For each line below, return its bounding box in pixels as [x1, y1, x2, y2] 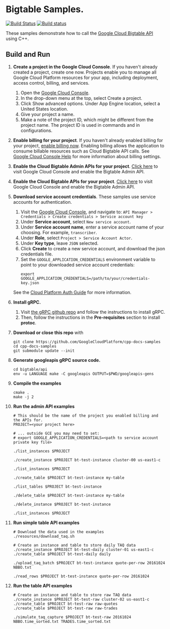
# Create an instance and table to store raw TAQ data [13, 592, 132, 598]
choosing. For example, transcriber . [20, 229, 98, 235]
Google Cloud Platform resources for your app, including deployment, [13, 75, 158, 81]
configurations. [20, 127, 53, 133]
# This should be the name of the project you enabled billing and [13, 413, 158, 418]
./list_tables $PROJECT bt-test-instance [13, 484, 102, 489]
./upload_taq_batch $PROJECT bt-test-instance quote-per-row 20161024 [13, 560, 165, 566]
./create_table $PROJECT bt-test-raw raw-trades [13, 606, 118, 611]
